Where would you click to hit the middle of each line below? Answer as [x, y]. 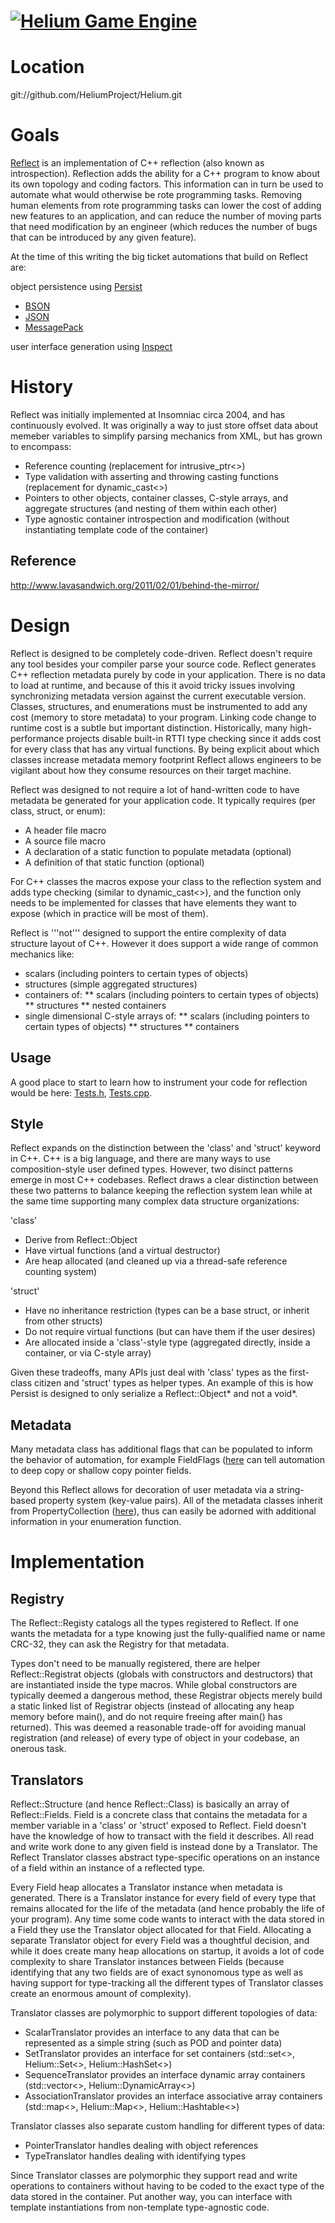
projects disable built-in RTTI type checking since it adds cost [194, 738]
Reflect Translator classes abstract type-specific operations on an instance [165, 1857]
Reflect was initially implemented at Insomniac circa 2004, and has [148, 414]
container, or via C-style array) [88, 1353]
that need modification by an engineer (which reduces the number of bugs [164, 227]
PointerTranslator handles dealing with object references [141, 2145]
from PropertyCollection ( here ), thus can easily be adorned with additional [163, 1511]
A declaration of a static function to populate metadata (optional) [158, 851]
